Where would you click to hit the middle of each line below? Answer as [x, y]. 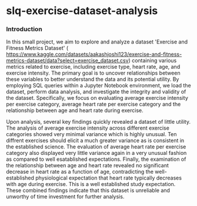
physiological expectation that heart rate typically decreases [108, 178]
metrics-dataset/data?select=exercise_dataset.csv [67, 60]
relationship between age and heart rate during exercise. [75, 110]
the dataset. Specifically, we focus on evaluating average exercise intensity [97, 98]
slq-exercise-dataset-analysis [82, 11]
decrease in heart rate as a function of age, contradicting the [80, 172]
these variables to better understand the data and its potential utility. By [93, 79]
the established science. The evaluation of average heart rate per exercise [96, 147]
